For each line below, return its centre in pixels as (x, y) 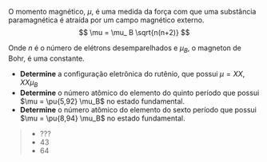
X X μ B (29, 83)
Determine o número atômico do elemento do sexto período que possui (138, 109)
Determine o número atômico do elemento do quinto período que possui (139, 93)
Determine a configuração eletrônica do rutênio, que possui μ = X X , (132, 73)
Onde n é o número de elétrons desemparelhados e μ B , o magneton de (125, 49)
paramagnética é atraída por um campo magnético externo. (107, 20)
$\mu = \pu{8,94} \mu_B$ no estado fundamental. (102, 118)
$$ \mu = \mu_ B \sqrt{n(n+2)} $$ (134, 32)
